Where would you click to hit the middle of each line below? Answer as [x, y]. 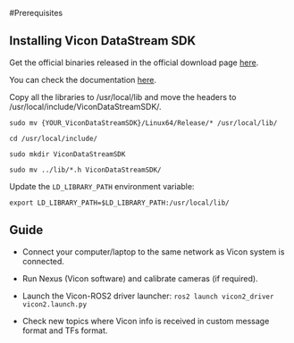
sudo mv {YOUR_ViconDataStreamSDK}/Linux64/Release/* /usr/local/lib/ [143, 123]
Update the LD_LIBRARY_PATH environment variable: [102, 186]
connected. [43, 261]
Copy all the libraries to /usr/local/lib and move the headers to [123, 96]
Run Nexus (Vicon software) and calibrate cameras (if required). [140, 278]
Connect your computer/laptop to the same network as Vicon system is [153, 251]
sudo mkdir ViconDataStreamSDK [67, 154]
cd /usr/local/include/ [54, 138]
